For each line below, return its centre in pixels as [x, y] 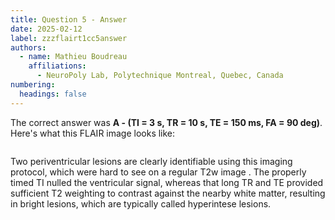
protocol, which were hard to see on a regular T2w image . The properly [158, 172]
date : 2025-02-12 [46, 29]
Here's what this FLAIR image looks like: [93, 133]
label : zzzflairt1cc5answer [69, 38]
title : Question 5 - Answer [69, 19]
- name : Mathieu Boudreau [73, 57]
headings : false [53, 94]
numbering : [33, 85]
